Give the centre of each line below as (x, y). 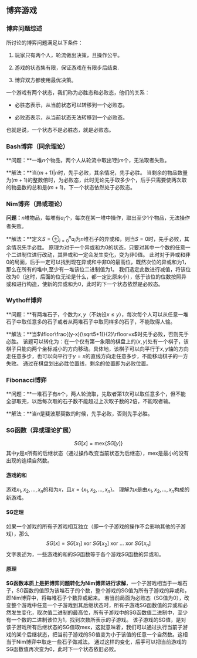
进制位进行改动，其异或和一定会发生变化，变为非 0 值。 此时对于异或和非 (103, 254)
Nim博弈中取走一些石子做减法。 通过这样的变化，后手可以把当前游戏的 (101, 642)
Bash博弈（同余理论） (38, 146)
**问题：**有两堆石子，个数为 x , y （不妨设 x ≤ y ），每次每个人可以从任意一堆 (97, 314)
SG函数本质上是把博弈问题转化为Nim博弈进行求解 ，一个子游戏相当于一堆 (94, 583)
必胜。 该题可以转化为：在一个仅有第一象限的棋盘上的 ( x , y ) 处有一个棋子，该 (98, 341)
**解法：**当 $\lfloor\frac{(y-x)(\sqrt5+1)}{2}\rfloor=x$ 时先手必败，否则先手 (98, 334)
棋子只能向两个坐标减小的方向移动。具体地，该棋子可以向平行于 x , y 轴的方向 (97, 349)
